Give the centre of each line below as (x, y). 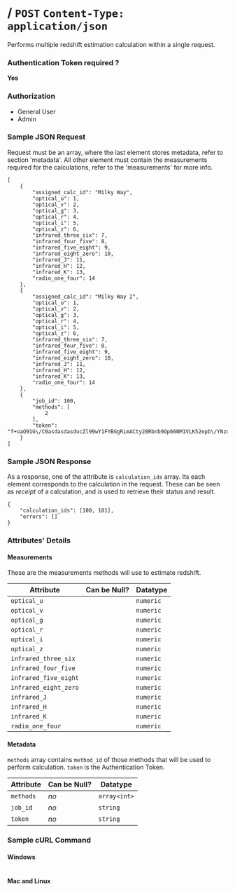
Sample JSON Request (47, 137)
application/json (58, 26)
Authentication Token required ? (63, 62)
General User (36, 111)
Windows (21, 857)
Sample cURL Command (49, 841)
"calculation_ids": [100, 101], (67, 511)
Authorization (31, 96)
